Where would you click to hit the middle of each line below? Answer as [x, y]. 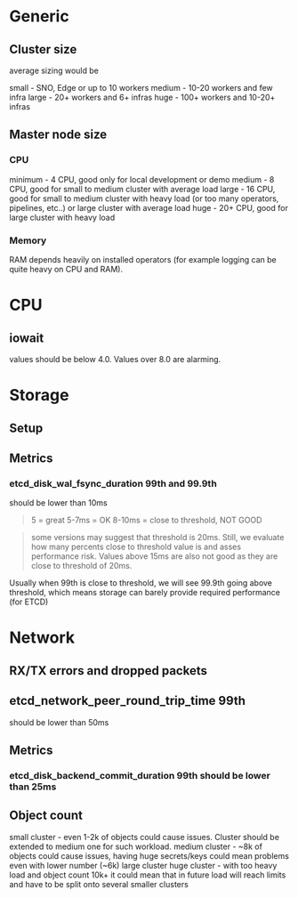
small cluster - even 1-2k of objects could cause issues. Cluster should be [145, 837]
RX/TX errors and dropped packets [108, 671]
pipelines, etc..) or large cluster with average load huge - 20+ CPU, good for [149, 207]
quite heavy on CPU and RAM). [66, 269]
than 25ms [33, 787]
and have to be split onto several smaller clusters [99, 884]
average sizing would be [54, 70]
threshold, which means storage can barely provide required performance [145, 593]
